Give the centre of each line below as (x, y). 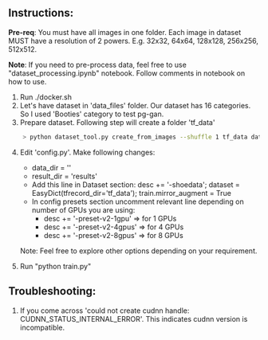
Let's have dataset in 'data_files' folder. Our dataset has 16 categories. (135, 105)
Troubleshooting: (52, 291)
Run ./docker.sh (45, 97)
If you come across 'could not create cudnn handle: (104, 311)
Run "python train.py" (55, 266)
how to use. (28, 81)
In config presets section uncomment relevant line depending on (138, 201)
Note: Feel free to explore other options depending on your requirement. (138, 251)
